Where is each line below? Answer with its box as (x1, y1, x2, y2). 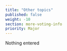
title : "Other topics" (5, 7, 53, 13)
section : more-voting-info (5, 21, 62, 27)
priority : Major (5, 26, 40, 31)
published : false (5, 12, 42, 17)
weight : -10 (5, 17, 30, 22)
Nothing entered (5, 40, 40, 46)
